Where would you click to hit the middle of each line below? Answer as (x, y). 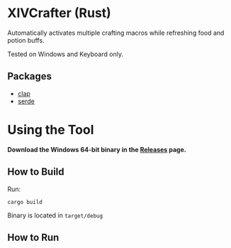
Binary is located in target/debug (55, 215)
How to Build (36, 172)
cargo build (25, 202)
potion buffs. (26, 40)
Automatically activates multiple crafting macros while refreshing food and (116, 33)
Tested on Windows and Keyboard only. (66, 54)
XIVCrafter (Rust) (59, 13)
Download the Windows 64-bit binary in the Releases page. (97, 149)
